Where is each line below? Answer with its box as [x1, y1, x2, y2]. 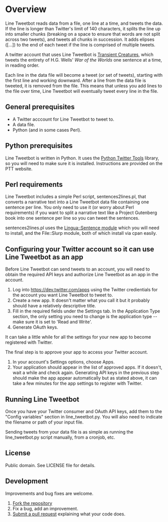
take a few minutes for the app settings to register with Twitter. [12, 380, 142, 387]
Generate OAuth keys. [12, 324, 59, 330]
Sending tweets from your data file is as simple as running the [5, 429, 133, 435]
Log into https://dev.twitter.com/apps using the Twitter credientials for [12, 287, 158, 293]
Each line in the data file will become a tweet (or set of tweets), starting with [5, 72, 163, 78]
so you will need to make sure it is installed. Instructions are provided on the [5, 160, 162, 166]
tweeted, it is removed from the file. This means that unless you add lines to [5, 82, 162, 89]
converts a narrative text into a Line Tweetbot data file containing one [5, 199, 149, 205]
